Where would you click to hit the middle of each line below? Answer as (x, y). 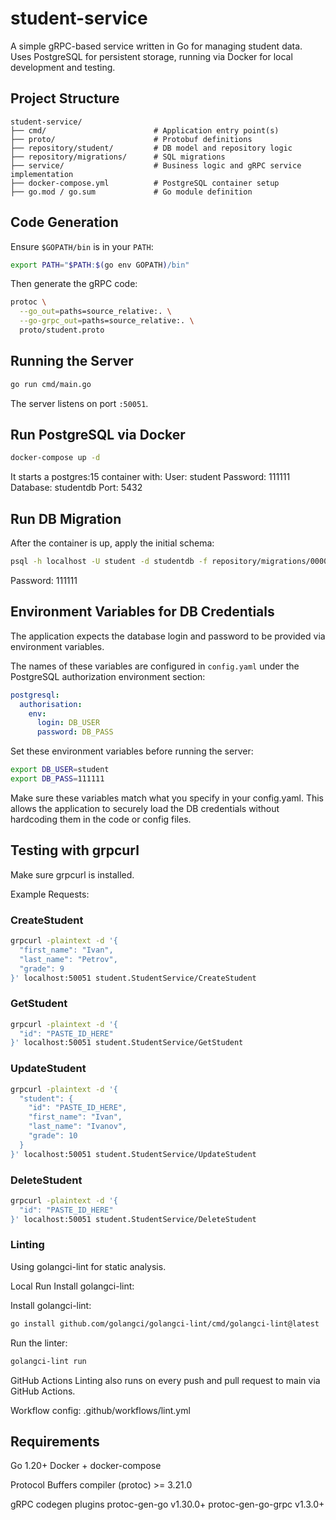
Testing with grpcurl (75, 850)
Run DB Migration (66, 518)
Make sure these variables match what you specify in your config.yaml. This (167, 798)
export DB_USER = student (60, 770)
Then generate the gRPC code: (74, 284)
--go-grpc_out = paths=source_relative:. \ (107, 321)
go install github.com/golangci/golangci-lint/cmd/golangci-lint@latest (165, 1323)
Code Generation (64, 222)
